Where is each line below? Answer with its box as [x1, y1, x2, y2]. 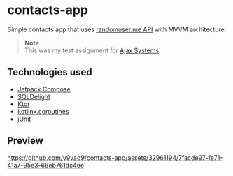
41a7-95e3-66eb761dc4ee [7, 161, 85, 169]
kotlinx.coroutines [17, 107, 69, 115]
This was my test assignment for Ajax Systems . [24, 46, 161, 54]
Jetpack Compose [17, 85, 71, 93]
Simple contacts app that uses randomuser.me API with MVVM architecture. [7, 25, 227, 34]
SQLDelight [17, 92, 50, 101]
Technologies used [7, 66, 92, 78]
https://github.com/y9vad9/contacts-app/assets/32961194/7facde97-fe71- [7, 153, 223, 162]
